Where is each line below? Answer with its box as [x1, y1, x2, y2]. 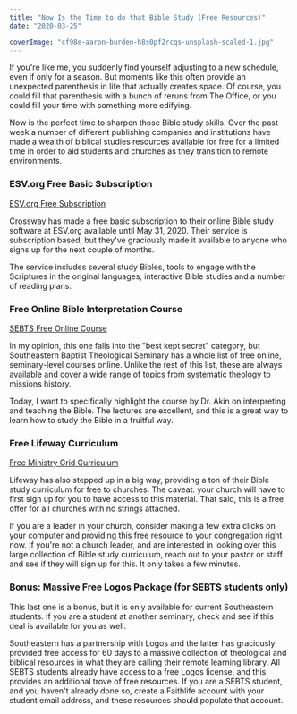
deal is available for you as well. [9, 620, 127, 631]
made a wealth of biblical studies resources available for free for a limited [9, 136, 280, 148]
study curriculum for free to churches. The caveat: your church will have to [9, 484, 286, 495]
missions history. [9, 378, 72, 389]
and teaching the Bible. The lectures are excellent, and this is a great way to [9, 404, 289, 416]
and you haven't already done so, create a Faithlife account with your [9, 685, 265, 696]
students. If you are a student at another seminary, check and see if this [9, 610, 275, 622]
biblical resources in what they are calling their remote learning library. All [9, 657, 280, 667]
